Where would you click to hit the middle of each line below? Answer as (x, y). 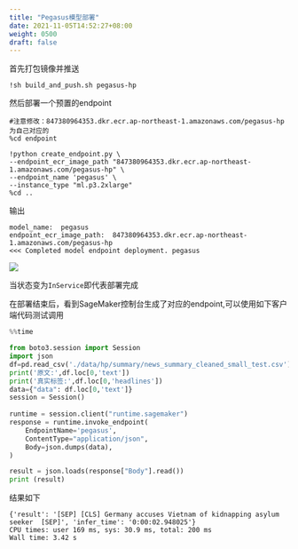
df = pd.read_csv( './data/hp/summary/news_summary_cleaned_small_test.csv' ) (150, 364)
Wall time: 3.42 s (43, 538)
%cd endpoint (33, 139)
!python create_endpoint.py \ (65, 155)
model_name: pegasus (49, 227)
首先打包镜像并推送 (44, 68)
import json (31, 356)
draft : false (33, 42)
